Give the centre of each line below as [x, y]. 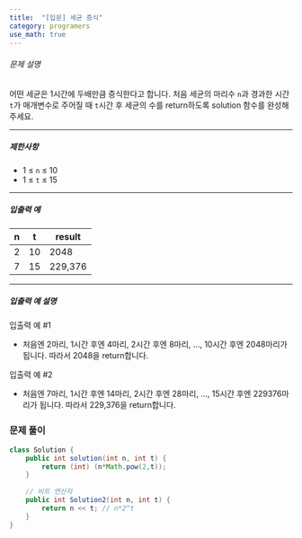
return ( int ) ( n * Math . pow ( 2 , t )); [104, 467]
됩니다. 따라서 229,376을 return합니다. [108, 405]
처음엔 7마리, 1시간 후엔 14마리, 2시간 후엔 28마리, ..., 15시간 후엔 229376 [152, 394]
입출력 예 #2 [31, 375]
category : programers [50, 26]
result [68, 236]
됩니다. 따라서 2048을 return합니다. [85, 356]
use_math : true [38, 34]
